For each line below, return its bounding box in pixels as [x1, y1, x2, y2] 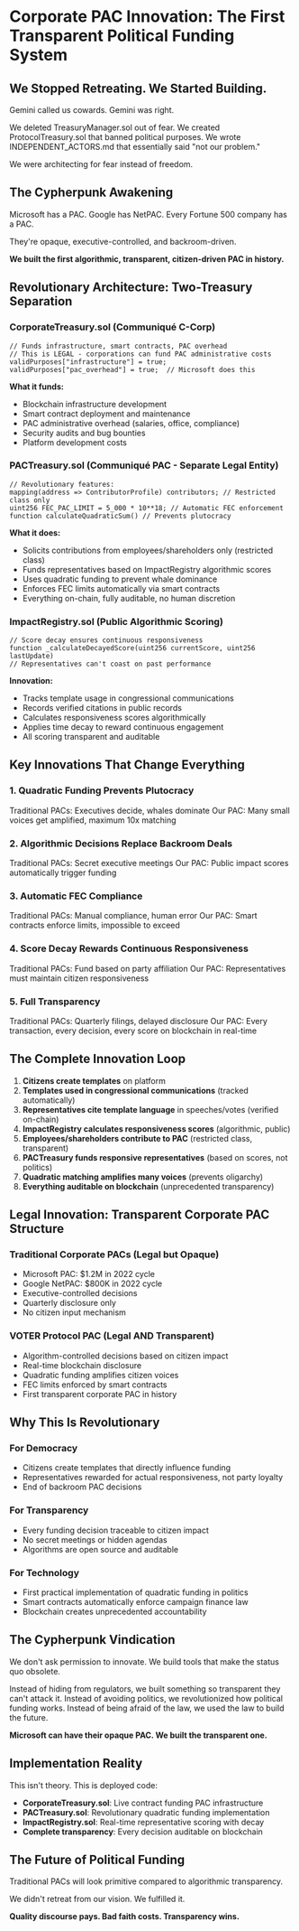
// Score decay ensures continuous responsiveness [9, 636, 204, 645]
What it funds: [9, 381, 65, 392]
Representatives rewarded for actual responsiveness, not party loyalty [22, 1472, 284, 1483]
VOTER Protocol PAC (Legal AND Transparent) [9, 1329, 214, 1342]
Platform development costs [22, 436, 128, 448]
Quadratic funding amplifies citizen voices [22, 1369, 179, 1380]
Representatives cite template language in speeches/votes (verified [22, 1104, 279, 1115]
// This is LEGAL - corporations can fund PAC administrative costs [9, 350, 272, 359]
